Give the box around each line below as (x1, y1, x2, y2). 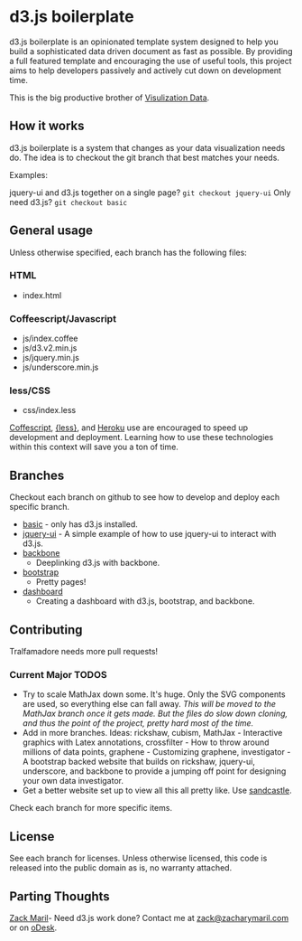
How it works (9, 118, 85, 134)
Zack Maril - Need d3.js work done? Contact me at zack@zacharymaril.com (9, 913, 289, 923)
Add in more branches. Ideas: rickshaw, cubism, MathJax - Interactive (22, 728, 283, 739)
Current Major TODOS (9, 669, 108, 681)
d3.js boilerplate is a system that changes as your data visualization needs (9, 142, 286, 153)
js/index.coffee (22, 333, 78, 344)
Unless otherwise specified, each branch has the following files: (9, 247, 248, 258)
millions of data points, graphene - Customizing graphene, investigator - (22, 747, 291, 758)
